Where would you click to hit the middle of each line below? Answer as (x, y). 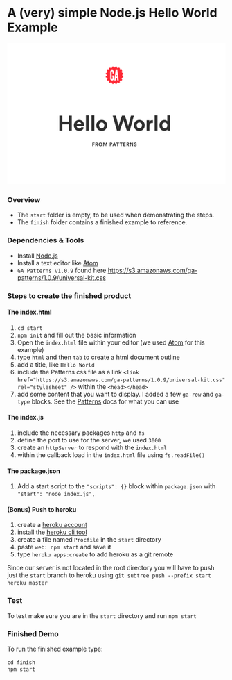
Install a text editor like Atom (57, 263)
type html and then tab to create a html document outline (98, 357)
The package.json (34, 471)
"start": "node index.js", (56, 495)
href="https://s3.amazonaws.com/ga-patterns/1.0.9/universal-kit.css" (121, 380)
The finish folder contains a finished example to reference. (102, 222)
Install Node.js (37, 256)
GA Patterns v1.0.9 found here (62, 270)
